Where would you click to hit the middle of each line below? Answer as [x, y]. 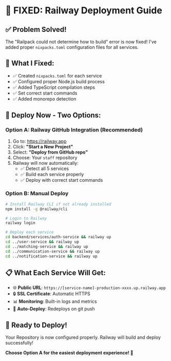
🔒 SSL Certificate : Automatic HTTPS [52, 294]
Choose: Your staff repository [45, 157]
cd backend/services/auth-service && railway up [58, 237]
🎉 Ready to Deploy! [36, 325]
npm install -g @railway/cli [36, 209]
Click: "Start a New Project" [43, 146]
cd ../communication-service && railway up [53, 251]
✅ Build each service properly [52, 174]
